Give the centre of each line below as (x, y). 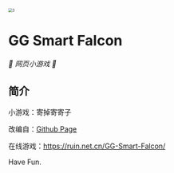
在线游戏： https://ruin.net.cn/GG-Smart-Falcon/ (87, 146)
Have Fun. (25, 162)
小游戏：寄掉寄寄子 (40, 112)
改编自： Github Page (43, 129)
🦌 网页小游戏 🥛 (33, 64)
